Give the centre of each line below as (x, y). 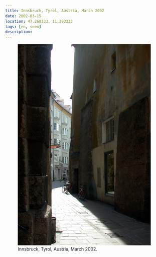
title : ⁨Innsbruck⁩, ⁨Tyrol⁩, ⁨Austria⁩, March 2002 (55, 11)
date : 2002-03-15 (23, 16)
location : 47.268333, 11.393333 (39, 21)
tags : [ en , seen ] (23, 27)
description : (19, 32)
